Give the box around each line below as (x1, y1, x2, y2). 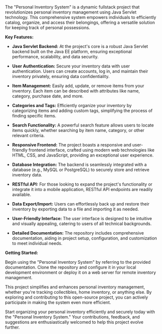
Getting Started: (5, 250, 38, 255)
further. (5, 324, 20, 330)
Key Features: (5, 34, 34, 40)
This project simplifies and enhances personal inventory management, (5, 284, 145, 290)
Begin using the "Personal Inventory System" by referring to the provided (5, 259, 151, 265)
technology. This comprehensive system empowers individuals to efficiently (5, 15, 156, 20)
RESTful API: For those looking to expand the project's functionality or (12, 181, 153, 187)
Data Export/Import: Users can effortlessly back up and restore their (12, 201, 150, 207)
